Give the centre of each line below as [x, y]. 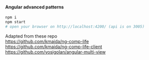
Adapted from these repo [31, 36]
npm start [16, 22]
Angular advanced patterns [35, 7]
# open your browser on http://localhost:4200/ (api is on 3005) [75, 27]
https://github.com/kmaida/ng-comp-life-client [54, 47]
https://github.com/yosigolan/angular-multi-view [55, 52]
